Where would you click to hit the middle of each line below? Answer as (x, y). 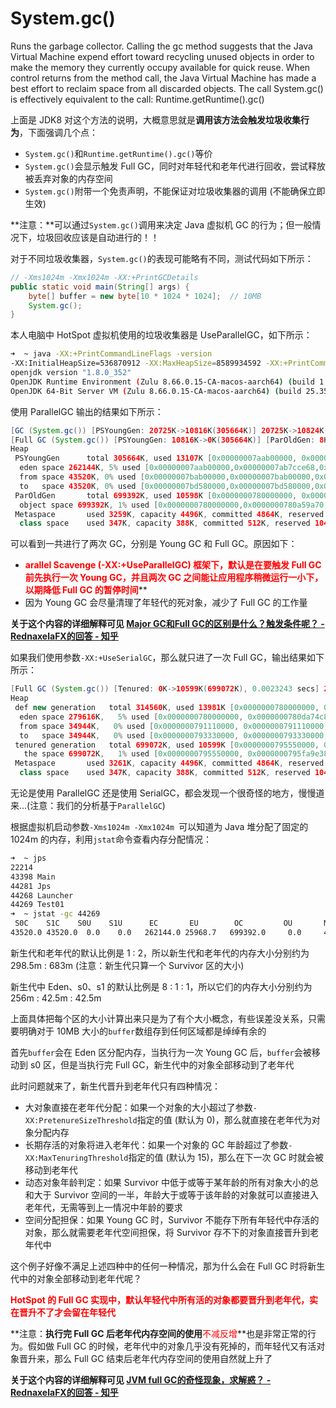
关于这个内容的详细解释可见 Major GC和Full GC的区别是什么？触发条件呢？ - (167, 624)
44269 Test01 (37, 905)
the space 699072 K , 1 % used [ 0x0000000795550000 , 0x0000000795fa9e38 (176, 754)
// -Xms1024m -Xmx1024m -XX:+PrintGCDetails (104, 277)
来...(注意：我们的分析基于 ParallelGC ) (88, 806)
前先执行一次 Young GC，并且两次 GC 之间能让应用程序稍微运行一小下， (174, 578)
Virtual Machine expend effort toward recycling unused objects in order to (162, 56)
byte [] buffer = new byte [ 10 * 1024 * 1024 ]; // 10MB (145, 296)
